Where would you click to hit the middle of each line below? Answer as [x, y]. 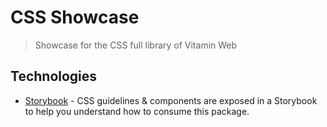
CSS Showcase [75, 17]
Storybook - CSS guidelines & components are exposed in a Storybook [171, 100]
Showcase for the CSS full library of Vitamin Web [136, 45]
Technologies [54, 76]
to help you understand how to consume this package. [137, 111]
